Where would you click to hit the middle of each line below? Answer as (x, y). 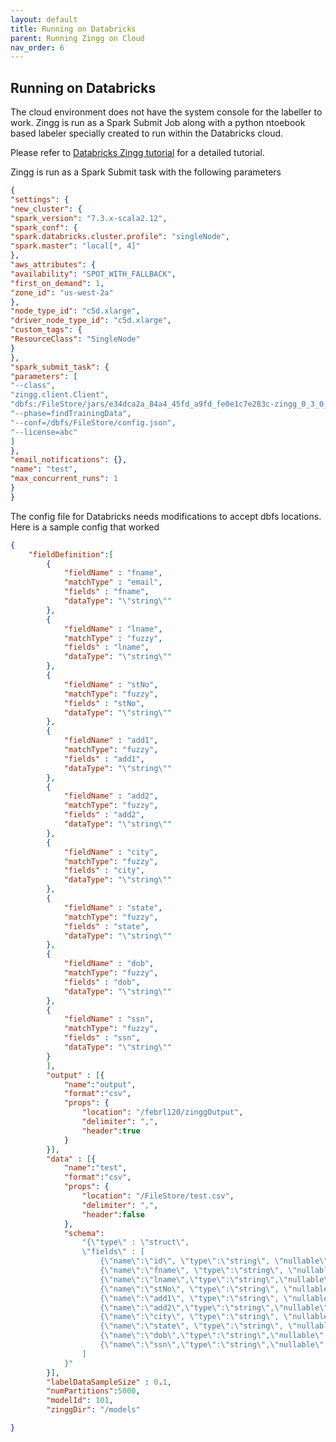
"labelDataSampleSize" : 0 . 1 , (109, 1382)
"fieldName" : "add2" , (111, 796)
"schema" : (84, 1233)
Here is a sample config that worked (85, 527)
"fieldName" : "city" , (111, 852)
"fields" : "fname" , (106, 592)
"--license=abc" (44, 432)
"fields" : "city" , (104, 871)
